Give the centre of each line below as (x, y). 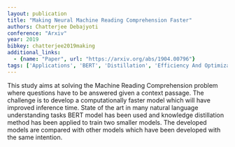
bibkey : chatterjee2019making (51, 46)
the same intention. (35, 137)
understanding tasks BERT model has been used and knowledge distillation (116, 115)
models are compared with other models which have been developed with (114, 130)
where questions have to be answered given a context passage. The (106, 93)
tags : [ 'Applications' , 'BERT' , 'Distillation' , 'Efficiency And (104, 65)
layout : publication (37, 14)
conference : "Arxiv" (37, 33)
